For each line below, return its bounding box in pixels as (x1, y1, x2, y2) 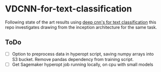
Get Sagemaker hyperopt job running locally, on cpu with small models (12, 61, 154, 67)
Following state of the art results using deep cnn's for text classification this (5, 19, 157, 25)
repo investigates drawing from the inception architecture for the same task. (5, 24, 157, 30)
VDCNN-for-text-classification (5, 3, 132, 14)
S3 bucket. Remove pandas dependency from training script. (12, 56, 134, 62)
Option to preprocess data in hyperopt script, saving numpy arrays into (12, 51, 154, 57)
